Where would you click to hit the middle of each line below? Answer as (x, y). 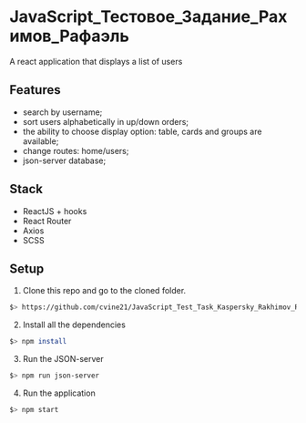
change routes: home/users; (76, 150)
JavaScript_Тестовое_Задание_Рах (148, 17)
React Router (47, 221)
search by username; (62, 112)
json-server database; (64, 160)
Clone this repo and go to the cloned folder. (104, 291)
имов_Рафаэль (69, 36)
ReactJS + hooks (55, 211)
